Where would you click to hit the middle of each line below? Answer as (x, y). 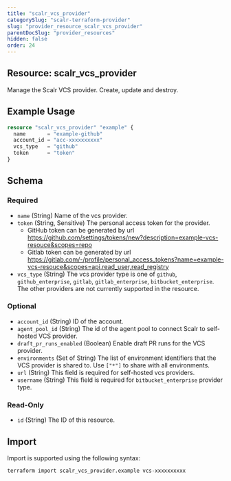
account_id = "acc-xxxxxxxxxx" (58, 140)
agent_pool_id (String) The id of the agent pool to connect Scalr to (111, 328)
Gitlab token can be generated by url (79, 252)
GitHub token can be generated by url (81, 230)
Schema (25, 181)
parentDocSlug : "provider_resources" (61, 33)
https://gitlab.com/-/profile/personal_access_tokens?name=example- (125, 259)
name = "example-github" (58, 134)
